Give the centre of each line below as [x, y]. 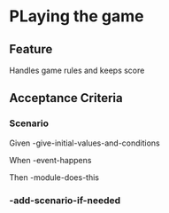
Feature [31, 49]
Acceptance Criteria [66, 98]
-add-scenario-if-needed [65, 200]
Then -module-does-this [54, 177]
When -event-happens [50, 160]
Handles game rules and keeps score [77, 70]
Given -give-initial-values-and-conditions [85, 143]
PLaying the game [77, 16]
